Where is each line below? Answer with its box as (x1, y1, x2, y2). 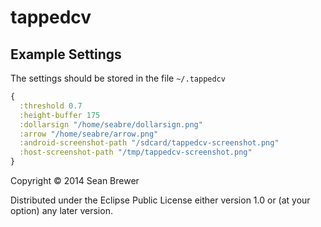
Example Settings (10, 46, 122, 63)
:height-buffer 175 (19, 110, 101, 120)
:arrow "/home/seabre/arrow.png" (19, 129, 159, 139)
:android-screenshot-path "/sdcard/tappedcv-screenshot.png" (19, 138, 280, 148)
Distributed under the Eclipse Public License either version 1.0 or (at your (10, 194, 311, 206)
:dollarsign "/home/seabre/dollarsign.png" (19, 119, 203, 130)
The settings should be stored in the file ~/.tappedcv (10, 72, 226, 84)
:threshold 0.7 (19, 101, 83, 111)
